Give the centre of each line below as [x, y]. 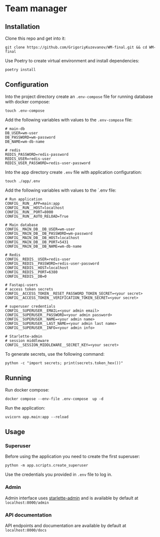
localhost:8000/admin [27, 503]
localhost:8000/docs [26, 530]
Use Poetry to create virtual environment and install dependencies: [72, 61]
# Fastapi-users [21, 285]
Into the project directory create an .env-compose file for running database [79, 97]
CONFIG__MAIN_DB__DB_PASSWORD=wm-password [49, 233]
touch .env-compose [25, 111]
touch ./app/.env [23, 181]
